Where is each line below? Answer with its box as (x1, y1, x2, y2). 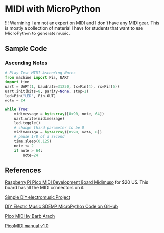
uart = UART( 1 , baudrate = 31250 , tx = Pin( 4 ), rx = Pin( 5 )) (5, 84, 120, 89)
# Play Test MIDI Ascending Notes (5, 70, 76, 75)
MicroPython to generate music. (5, 30, 70, 36)
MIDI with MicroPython (5, 3, 101, 15)
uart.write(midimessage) (14, 116, 65, 121)
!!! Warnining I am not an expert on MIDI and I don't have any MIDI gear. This (5, 20, 160, 26)
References (5, 166, 41, 174)
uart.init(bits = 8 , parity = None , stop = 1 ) (5, 89, 89, 94)
